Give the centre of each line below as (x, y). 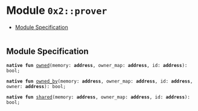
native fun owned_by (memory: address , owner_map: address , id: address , (100, 81)
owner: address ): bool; (36, 86)
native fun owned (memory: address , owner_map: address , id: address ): (97, 65)
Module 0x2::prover (57, 11)
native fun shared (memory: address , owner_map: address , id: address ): (98, 97)
